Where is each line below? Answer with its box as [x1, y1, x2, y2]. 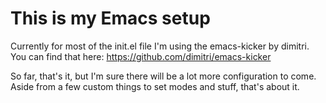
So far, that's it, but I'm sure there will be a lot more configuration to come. [10, 70, 317, 82]
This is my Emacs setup [10, 7, 211, 30]
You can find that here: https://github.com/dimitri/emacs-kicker [10, 50, 272, 62]
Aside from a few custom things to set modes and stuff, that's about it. [10, 80, 300, 92]
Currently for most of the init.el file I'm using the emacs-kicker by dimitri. [10, 40, 310, 52]
